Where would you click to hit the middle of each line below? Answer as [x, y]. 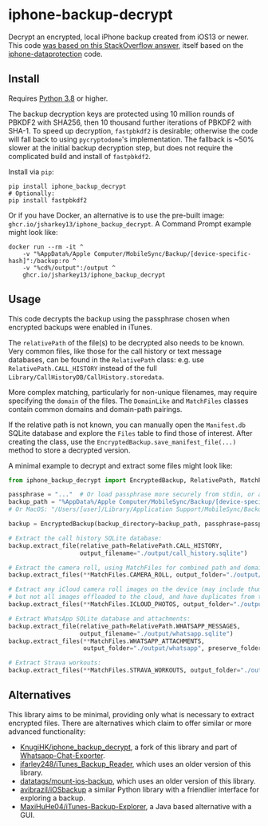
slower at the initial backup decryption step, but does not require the [121, 148]
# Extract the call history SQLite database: [85, 538]
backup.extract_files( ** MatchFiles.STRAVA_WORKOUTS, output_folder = [124, 670]
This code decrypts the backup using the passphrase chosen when [119, 318]
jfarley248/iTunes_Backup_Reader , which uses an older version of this [135, 764]
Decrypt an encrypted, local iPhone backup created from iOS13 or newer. [128, 37]
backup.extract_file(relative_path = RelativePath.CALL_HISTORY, [116, 545]
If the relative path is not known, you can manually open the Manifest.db [127, 425]
